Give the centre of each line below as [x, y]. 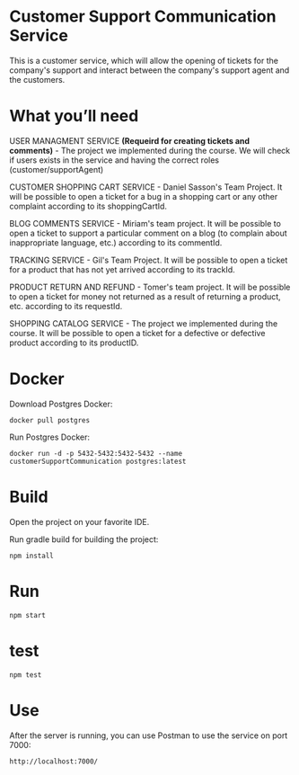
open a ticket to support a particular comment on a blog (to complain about [148, 233]
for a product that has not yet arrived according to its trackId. [122, 269]
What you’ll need [74, 116]
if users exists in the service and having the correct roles [114, 160]
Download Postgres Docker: [61, 404]
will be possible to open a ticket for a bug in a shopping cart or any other [144, 196]
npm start [28, 615]
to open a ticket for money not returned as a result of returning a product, [145, 296]
